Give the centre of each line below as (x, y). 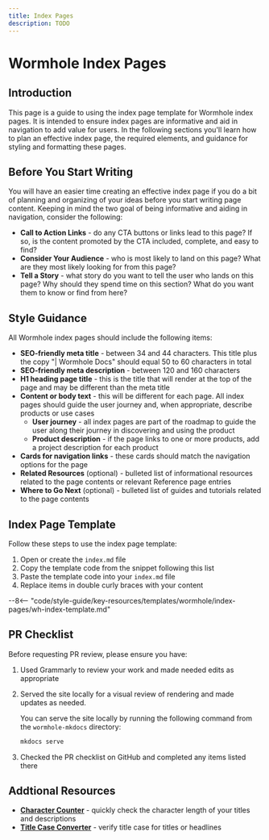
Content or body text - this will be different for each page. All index (132, 396)
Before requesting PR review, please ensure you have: (98, 654)
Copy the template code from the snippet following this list (117, 568)
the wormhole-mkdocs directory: (70, 726)
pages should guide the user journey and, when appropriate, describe (136, 405)
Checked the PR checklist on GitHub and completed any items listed (133, 757)
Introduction (40, 93)
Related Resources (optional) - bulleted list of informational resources (137, 474)
